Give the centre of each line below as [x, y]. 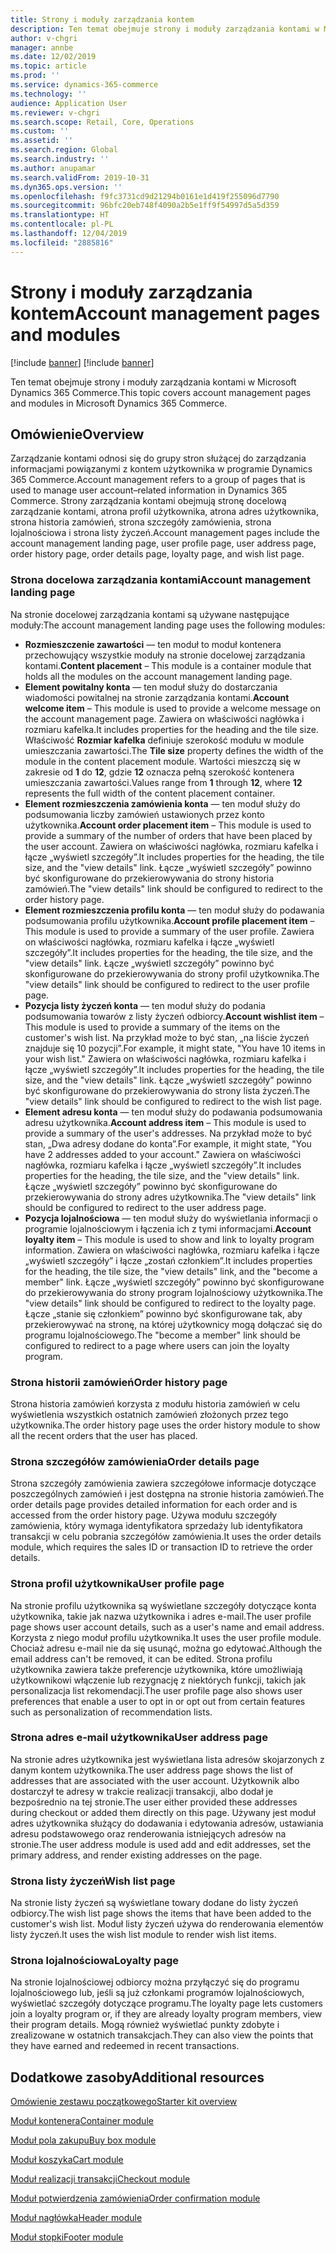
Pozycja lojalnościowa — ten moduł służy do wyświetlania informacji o [171, 1218]
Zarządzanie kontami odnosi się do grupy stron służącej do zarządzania [158, 458]
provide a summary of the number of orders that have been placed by [168, 835]
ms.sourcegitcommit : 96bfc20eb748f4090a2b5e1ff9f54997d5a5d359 [145, 206]
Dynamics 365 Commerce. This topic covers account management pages [161, 392]
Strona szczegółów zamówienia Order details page [135, 1461]
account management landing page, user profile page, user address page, [163, 543]
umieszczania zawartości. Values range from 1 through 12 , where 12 [163, 782]
